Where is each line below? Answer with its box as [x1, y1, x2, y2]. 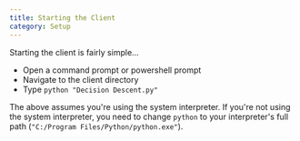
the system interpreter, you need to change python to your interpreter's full [9, 111, 289, 122]
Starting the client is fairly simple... [9, 46, 139, 57]
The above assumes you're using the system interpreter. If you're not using [9, 101, 291, 112]
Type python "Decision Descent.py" [22, 84, 158, 95]
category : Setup [9, 22, 71, 31]
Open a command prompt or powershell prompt [22, 65, 202, 76]
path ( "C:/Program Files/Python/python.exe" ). [9, 120, 184, 132]
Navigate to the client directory [22, 74, 139, 85]
